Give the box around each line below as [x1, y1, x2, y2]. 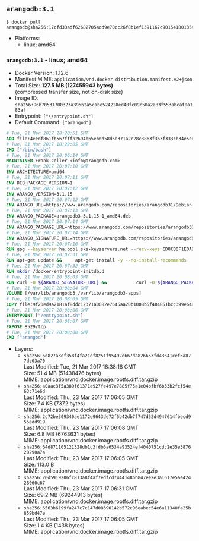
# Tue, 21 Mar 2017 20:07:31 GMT [6, 252, 89, 258]
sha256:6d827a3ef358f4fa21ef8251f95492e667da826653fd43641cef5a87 [23, 353, 191, 359]
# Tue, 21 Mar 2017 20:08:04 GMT [6, 285, 89, 291]
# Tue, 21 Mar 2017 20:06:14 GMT [6, 152, 89, 158]
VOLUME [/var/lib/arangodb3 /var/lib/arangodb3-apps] [6, 291, 142, 297]
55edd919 [23, 419, 46, 425]
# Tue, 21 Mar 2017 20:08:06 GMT [6, 307, 89, 313]
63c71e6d [23, 389, 46, 395]
